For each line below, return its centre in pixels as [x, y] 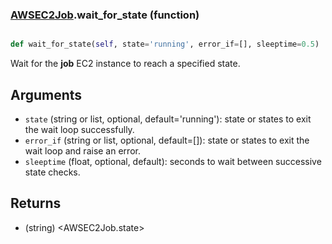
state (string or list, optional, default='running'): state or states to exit [168, 119]
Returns [36, 203]
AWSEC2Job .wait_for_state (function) [105, 15]
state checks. [52, 172]
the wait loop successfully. [79, 129]
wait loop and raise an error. [82, 150]
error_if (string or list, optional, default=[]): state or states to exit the [167, 140]
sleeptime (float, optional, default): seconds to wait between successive [173, 161]
